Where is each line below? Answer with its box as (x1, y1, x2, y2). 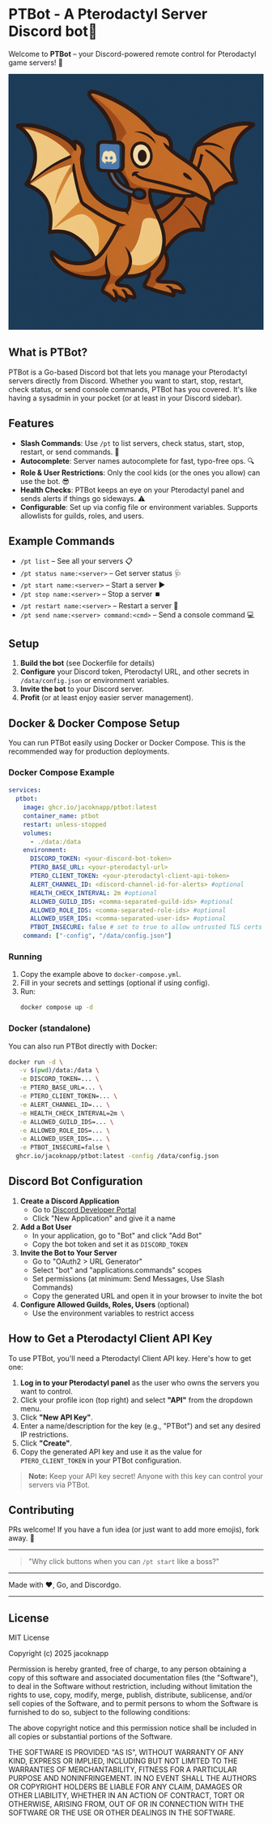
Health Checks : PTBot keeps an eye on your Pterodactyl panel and (19, 485, 244, 495)
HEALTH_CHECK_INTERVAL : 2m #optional (29, 888, 158, 897)
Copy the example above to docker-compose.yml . (19, 970, 182, 979)
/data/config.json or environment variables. (19, 676, 170, 685)
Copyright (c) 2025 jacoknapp (8, 1649, 109, 1658)
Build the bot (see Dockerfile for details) (19, 659, 155, 668)
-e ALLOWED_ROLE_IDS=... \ (19, 1126, 111, 1135)
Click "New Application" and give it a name (32, 1213, 176, 1223)
